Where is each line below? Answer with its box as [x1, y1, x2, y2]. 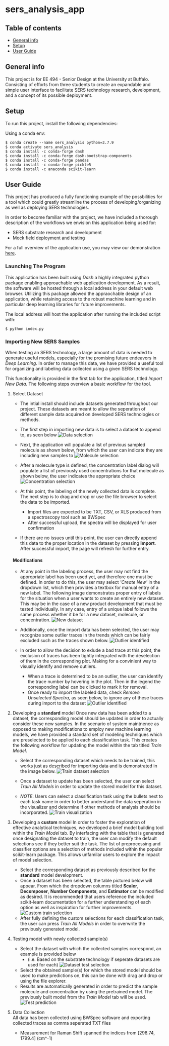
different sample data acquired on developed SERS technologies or [20, 412, 160, 418]
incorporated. [20, 809, 49, 815]
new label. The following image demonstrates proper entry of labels [20, 590, 161, 596]
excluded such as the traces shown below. [20, 638, 109, 644]
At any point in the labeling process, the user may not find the [20, 569, 148, 575]
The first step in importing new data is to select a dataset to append [20, 427, 161, 433]
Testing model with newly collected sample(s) [12, 936, 108, 942]
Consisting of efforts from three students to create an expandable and [5, 81, 151, 87]
